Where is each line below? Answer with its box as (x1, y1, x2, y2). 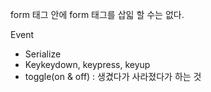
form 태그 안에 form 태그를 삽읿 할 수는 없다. (10, 9, 185, 20)
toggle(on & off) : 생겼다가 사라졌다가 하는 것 (24, 71, 202, 82)
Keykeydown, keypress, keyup (24, 59, 151, 70)
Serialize (24, 48, 62, 60)
